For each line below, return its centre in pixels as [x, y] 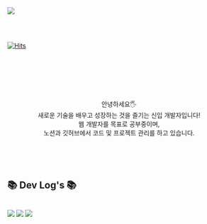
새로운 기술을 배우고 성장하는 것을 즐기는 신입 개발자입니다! [119, 115]
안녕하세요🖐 [119, 104]
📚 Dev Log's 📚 [42, 185]
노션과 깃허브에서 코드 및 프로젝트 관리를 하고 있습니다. [119, 133]
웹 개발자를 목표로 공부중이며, [119, 124]
